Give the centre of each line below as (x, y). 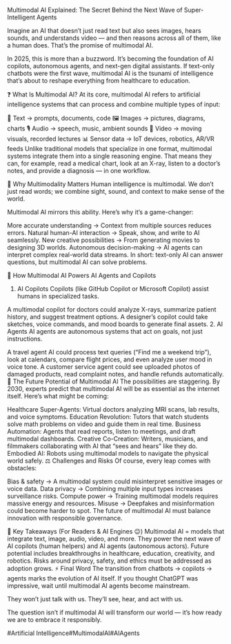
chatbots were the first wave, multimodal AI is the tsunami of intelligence (110, 73)
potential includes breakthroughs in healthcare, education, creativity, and (111, 553)
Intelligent (21, 17)
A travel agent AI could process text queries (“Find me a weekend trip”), (109, 352)
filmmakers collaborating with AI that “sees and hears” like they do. (102, 446)
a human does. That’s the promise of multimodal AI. (80, 45)
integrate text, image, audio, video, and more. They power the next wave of (114, 539)
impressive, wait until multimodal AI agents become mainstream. (99, 586)
